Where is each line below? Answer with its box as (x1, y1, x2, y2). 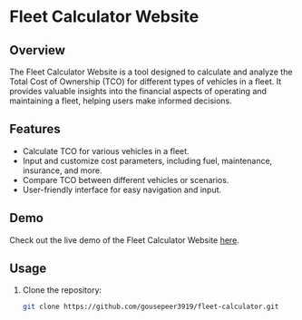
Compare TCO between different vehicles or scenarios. (22, 174, 229, 185)
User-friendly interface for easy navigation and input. (22, 184, 222, 195)
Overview (9, 43, 66, 58)
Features (9, 121, 61, 137)
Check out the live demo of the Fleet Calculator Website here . (9, 234, 240, 246)
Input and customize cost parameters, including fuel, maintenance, (22, 155, 273, 166)
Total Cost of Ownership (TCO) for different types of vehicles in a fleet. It (9, 76, 282, 87)
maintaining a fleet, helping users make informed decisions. (9, 95, 233, 106)
